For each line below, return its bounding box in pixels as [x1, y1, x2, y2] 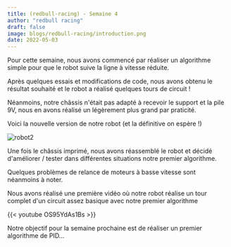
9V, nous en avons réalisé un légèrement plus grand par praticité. [7, 106, 196, 114]
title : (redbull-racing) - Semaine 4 [7, 10, 118, 18]
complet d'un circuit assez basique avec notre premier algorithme [7, 197, 199, 205]
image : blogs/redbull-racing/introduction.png [7, 30, 146, 37]
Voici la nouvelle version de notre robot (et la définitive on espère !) [7, 119, 202, 128]
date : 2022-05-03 [7, 37, 58, 44]
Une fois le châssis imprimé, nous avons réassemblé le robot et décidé [7, 147, 213, 155]
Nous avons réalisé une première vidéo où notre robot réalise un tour [7, 189, 208, 198]
